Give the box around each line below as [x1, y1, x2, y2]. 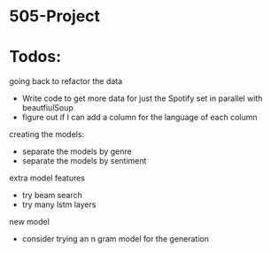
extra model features [9, 172, 86, 183]
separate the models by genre [21, 146, 132, 157]
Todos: [9, 47, 62, 67]
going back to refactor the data [9, 76, 123, 87]
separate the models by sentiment [21, 156, 147, 166]
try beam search [21, 190, 82, 201]
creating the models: [9, 129, 85, 140]
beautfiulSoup [21, 103, 74, 113]
